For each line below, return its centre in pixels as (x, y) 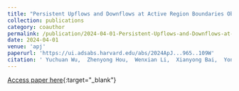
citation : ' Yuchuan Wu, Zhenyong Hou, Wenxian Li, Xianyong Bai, (113, 60)
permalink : (23, 34)
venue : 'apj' (27, 47)
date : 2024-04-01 (33, 40)
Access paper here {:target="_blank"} (62, 80)
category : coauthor (36, 27)
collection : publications (46, 20)
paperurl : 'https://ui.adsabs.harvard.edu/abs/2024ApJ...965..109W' (111, 54)
